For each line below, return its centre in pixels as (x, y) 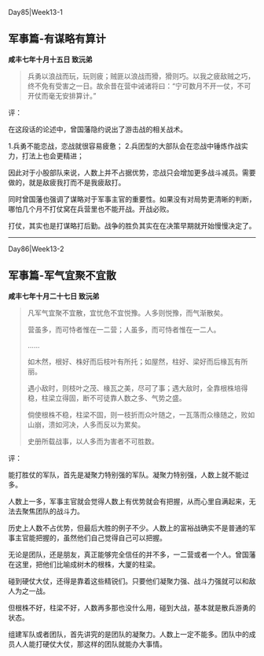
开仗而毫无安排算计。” (62, 95)
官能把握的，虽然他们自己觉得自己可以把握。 (94, 537)
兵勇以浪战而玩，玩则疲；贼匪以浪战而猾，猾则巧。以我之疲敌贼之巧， (141, 76)
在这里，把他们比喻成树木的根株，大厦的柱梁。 (84, 564)
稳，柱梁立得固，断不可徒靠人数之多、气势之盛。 (106, 398)
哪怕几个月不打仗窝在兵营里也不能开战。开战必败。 (91, 209)
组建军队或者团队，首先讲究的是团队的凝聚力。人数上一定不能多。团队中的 (128, 634)
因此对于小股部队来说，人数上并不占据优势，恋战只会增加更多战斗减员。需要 (132, 172)
